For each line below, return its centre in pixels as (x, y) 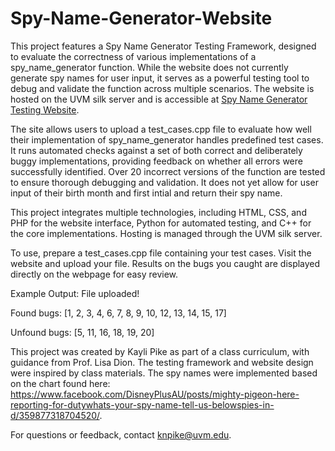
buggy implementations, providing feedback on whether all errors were (156, 161)
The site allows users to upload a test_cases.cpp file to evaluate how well (161, 129)
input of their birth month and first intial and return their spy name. (146, 193)
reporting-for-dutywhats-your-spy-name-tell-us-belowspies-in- (142, 404)
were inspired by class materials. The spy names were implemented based (164, 373)
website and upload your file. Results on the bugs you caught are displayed (165, 263)
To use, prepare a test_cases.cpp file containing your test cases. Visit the (161, 253)
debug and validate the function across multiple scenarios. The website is (162, 88)
